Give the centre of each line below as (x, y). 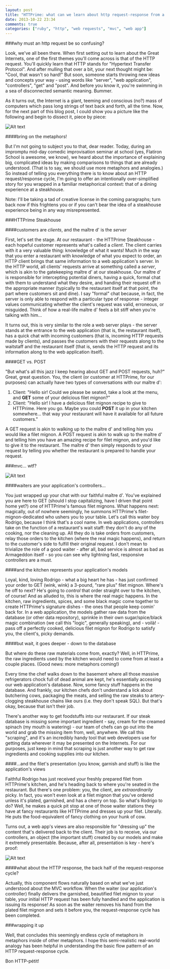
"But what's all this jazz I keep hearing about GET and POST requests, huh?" (85, 372)
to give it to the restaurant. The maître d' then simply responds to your (78, 445)
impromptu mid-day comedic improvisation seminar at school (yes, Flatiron (84, 152)
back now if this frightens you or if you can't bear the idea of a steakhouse (83, 205)
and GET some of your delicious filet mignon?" (61, 398)
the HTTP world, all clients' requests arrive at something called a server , (81, 266)
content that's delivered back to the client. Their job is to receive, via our (81, 832)
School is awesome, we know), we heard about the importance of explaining (85, 157)
